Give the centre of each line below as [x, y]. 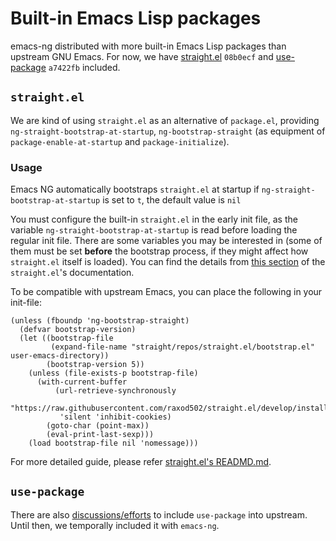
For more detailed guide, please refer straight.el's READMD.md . [141, 462]
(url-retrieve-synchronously [115, 391]
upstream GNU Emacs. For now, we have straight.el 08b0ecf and [142, 56]
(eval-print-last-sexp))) [100, 435]
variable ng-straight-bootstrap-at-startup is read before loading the [154, 230]
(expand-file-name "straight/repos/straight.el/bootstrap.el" [182, 347]
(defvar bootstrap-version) [78, 330]
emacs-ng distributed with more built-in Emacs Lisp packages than [148, 46]
